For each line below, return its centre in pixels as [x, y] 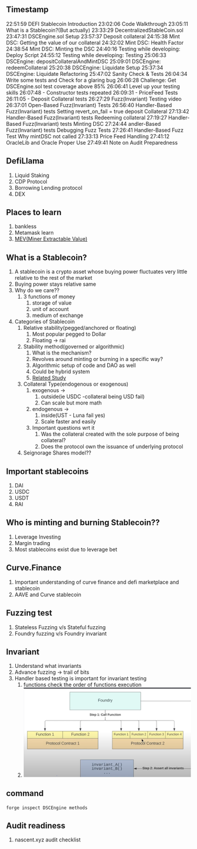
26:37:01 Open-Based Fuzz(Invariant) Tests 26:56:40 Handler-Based [89, 105]
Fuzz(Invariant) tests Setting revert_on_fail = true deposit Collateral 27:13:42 [98, 111]
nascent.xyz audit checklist [47, 840]
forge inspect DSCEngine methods [47, 808]
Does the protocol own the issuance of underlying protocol [112, 447]
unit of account [50, 309]
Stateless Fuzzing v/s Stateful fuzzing [60, 627]
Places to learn [34, 213]
